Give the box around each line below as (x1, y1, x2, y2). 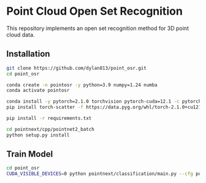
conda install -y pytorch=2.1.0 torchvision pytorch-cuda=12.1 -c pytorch (6, 99, 202, 105)
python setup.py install (6, 132, 70, 138)
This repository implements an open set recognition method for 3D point (6, 24, 189, 32)
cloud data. (6, 31, 35, 38)
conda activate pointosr (6, 88, 70, 94)
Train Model (6, 149, 53, 160)
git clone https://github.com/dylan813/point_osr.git (6, 65, 147, 71)
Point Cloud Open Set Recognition (6, 4, 183, 18)
